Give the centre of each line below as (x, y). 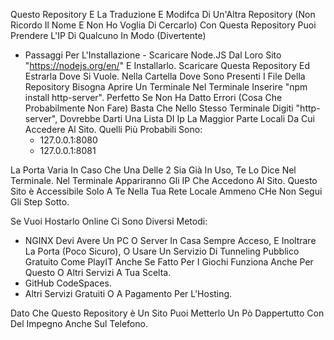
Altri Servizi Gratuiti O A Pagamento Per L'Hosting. (128, 293)
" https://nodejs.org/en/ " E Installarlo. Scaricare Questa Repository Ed (167, 65)
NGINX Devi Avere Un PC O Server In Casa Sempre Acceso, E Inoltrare (170, 240)
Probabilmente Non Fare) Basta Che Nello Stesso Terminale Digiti (159, 108)
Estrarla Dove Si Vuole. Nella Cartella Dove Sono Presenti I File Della (165, 76)
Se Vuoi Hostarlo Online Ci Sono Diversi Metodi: (109, 221)
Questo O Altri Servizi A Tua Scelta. (98, 272)
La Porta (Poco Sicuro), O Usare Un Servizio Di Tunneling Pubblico (162, 251)
